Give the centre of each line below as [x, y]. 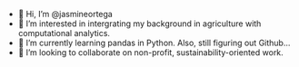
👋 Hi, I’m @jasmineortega [65, 14]
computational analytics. [64, 33]
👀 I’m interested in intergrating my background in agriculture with [140, 24]
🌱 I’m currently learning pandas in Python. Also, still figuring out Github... [154, 43]
